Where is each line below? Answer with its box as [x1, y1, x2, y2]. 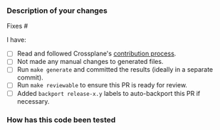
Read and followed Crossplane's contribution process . [16, 49, 177, 58]
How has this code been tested [6, 114, 116, 124]
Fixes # [6, 22, 28, 31]
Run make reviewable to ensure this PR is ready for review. [16, 81, 188, 90]
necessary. [16, 97, 50, 105]
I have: [6, 36, 26, 44]
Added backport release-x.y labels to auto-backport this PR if [16, 89, 201, 97]
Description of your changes [6, 6, 108, 16]
